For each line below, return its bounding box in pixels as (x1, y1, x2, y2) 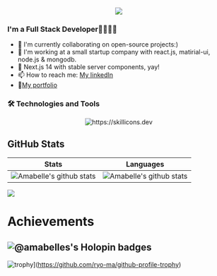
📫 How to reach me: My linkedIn (17, 71, 114, 79)
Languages (126, 159, 165, 169)
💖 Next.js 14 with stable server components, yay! (17, 63, 160, 71)
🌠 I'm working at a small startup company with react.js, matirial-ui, (17, 48, 211, 56)
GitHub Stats (7, 138, 65, 150)
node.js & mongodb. (17, 55, 76, 64)
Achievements (7, 213, 95, 229)
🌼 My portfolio (17, 81, 58, 90)
